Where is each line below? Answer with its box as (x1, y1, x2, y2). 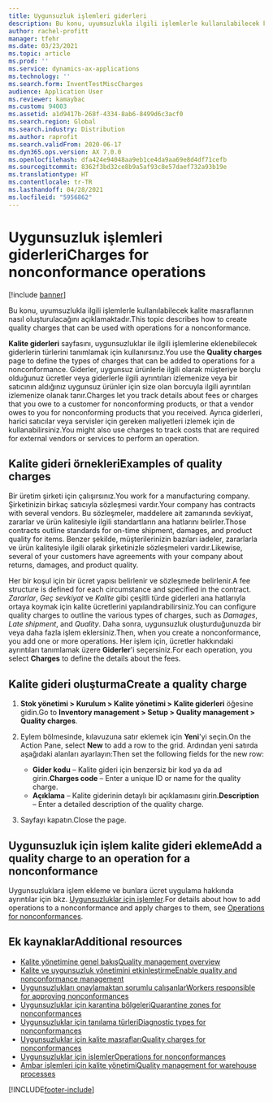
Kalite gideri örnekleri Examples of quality (8, 457, 223, 471)
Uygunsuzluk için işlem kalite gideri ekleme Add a (8, 839, 262, 853)
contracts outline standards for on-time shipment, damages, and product (8, 526, 253, 536)
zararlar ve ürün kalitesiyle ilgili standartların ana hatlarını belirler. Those (8, 517, 247, 527)
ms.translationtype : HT (8, 171, 89, 179)
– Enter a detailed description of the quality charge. (32, 800, 205, 809)
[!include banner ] (8, 289, 67, 299)
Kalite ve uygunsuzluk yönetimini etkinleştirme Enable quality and (19, 965, 237, 975)
